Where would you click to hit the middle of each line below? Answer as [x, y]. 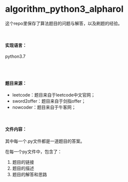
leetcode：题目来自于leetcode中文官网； [54, 95]
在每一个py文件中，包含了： [34, 151]
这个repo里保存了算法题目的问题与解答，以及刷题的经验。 [64, 23]
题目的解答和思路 [30, 174]
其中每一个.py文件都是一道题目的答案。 [45, 141]
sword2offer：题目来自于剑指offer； [49, 101]
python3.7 [15, 56]
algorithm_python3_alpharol [64, 9]
